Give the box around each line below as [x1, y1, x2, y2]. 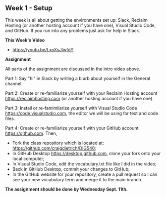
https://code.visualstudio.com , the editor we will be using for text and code [5, 110, 159, 116]
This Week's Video [5, 37, 45, 43]
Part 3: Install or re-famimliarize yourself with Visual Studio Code [5, 105, 137, 111]
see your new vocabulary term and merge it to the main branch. [12, 176, 143, 182]
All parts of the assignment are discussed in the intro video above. [5, 66, 140, 72]
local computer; [12, 156, 45, 161]
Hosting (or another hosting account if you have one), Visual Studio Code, [5, 22, 156, 28]
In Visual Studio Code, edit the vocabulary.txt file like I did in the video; [12, 160, 157, 167]
